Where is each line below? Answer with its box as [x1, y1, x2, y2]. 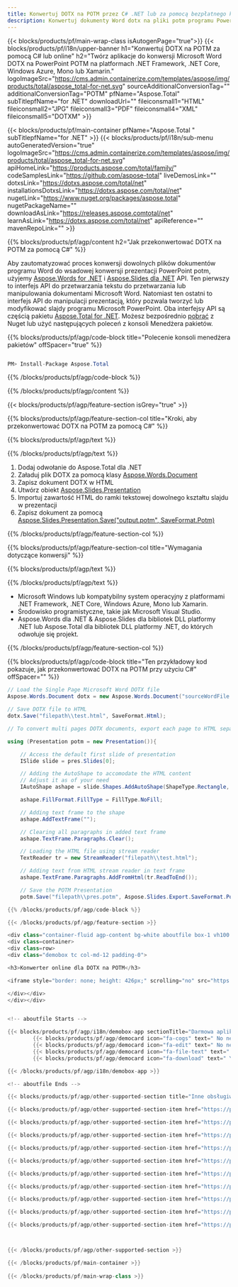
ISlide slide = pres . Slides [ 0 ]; [20, 757, 115, 765]
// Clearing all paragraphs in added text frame [20, 828, 166, 836]
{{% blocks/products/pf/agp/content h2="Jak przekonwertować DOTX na [7, 237, 222, 246]
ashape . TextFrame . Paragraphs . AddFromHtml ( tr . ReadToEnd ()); [20, 874, 198, 881]
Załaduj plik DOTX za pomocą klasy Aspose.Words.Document [17, 471, 198, 479]
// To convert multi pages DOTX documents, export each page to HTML [7, 725, 217, 732]
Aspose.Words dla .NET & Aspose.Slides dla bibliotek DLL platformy [17, 615, 216, 623]
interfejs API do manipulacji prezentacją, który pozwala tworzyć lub [7, 296, 204, 305]
